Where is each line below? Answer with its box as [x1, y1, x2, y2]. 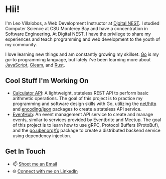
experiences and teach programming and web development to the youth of [5, 36, 160, 42]
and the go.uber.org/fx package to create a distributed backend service [12, 127, 160, 133]
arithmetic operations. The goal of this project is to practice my [12, 95, 143, 101]
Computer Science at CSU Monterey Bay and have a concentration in [5, 25, 148, 31]
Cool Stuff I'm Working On [5, 76, 89, 85]
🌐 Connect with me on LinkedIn [12, 168, 78, 174]
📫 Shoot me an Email [12, 161, 58, 167]
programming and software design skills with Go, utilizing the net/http [12, 101, 156, 107]
